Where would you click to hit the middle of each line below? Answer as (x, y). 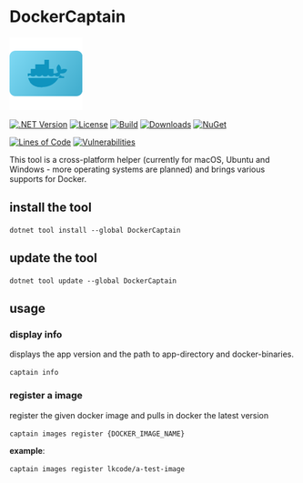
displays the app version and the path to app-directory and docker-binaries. (151, 354)
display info (36, 334)
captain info (34, 373)
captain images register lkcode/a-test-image (97, 469)
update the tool (53, 258)
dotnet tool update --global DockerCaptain (93, 281)
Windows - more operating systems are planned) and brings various (137, 169)
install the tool (51, 208)
